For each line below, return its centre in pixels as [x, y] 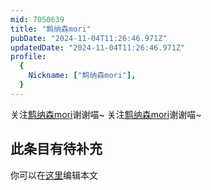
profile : [28, 57]
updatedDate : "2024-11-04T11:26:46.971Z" [98, 47]
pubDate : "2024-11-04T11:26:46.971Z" [89, 38]
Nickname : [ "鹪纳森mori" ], [82, 76]
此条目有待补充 [56, 149]
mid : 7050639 [37, 19]
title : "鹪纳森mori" [51, 29]
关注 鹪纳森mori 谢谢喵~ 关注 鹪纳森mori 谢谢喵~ [106, 114]
